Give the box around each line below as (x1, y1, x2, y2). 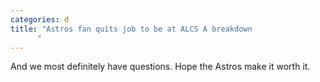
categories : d (10, 14, 70, 25)
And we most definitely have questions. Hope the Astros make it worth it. (10, 61, 311, 73)
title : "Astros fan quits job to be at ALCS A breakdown (10, 24, 253, 34)
